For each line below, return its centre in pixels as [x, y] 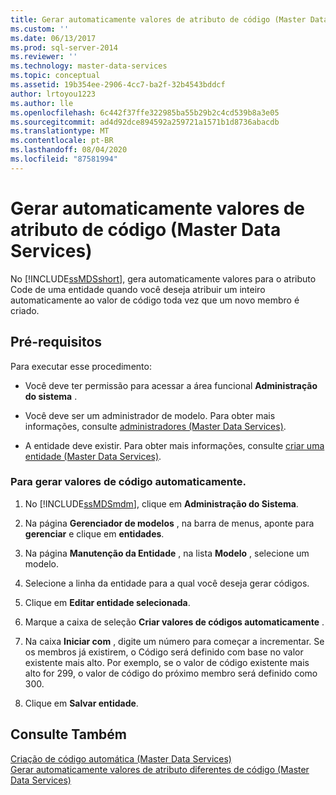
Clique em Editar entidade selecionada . [107, 602]
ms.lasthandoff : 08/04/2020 [69, 150]
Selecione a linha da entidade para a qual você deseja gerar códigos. [167, 583]
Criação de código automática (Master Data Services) [121, 758]
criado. [25, 310]
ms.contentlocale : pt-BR [62, 141]
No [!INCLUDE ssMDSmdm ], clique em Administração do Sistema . [161, 503]
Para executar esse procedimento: [81, 366]
